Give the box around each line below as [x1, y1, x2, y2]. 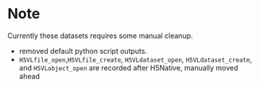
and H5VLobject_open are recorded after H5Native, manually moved [18, 62, 239, 72]
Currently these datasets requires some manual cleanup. [7, 31, 193, 40]
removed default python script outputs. [18, 46, 148, 55]
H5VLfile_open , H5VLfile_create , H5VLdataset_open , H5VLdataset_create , [18, 55, 252, 64]
